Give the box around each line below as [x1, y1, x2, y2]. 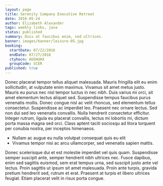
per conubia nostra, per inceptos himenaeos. [5, 126, 95, 131]
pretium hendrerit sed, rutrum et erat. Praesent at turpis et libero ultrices [5, 170, 150, 176]
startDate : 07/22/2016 [9, 48, 55, 52]
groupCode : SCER [9, 61, 42, 66]
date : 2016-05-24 [5, 16, 40, 21]
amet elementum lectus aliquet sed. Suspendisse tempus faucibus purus [5, 95, 151, 100]
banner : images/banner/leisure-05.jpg [5, 39, 84, 44]
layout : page [5, 7, 32, 12]
